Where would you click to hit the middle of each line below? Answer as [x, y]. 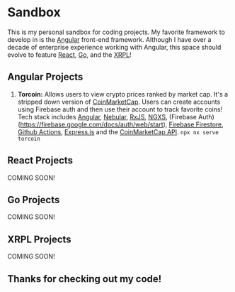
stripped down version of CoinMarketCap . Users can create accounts [119, 102]
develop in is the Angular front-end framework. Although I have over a [109, 39]
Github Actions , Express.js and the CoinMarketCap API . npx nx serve [118, 131]
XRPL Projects [40, 239]
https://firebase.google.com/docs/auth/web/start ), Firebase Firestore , [122, 124]
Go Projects [34, 200]
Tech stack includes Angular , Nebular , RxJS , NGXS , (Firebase [107, 117]
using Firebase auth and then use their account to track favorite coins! [120, 109]
